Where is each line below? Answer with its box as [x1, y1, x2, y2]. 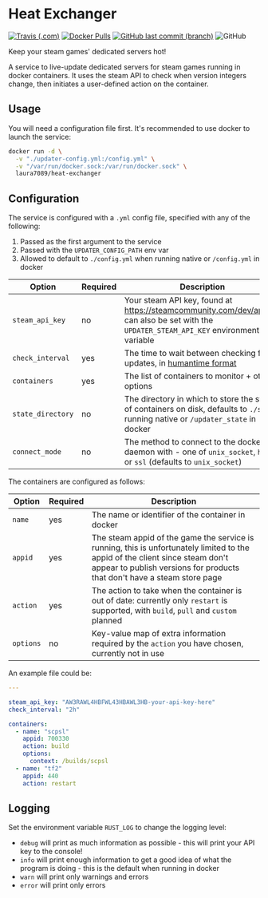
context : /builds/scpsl [29, 758, 109, 765]
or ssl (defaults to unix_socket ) [124, 457, 242, 468]
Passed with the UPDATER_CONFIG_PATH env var [19, 245, 169, 255]
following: [8, 221, 41, 231]
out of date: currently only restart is [91, 595, 228, 607]
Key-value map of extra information [91, 628, 226, 639]
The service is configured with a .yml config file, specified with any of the [8, 213, 250, 223]
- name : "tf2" [15, 764, 62, 773]
